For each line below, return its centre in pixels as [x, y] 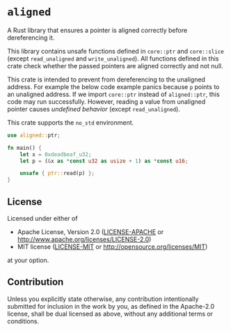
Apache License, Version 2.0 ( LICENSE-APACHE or [90, 232]
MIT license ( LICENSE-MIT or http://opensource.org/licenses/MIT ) [112, 247]
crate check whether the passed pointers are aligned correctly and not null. [115, 66]
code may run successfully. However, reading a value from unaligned [106, 101]
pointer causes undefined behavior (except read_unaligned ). [94, 109]
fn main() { [24, 148]
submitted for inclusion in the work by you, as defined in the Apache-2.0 [111, 306]
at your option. [28, 260]
